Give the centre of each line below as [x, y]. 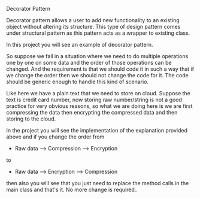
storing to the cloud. [31, 119]
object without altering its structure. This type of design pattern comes [93, 27]
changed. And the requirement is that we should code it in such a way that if [100, 69]
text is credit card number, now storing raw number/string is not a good [94, 99]
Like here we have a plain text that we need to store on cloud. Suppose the [98, 93]
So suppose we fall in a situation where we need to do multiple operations [97, 56]
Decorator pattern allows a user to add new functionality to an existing [93, 20]
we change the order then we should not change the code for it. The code [97, 75]
